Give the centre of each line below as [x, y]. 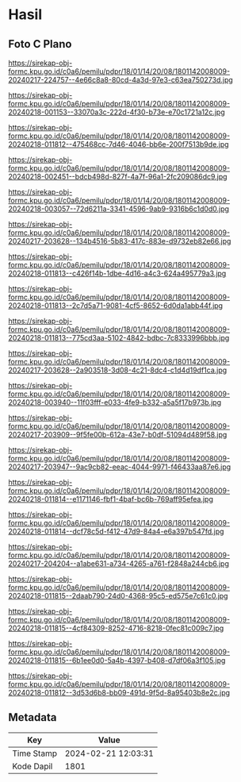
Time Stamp [35, 753]
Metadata [33, 717]
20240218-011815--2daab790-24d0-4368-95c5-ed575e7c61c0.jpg [118, 596]
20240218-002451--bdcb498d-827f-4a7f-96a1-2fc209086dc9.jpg [118, 177]
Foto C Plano [40, 44]
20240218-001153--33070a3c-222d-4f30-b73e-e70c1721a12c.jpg [117, 112]
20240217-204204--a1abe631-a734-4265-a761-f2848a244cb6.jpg [119, 564]
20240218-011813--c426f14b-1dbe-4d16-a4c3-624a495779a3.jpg [117, 273]
